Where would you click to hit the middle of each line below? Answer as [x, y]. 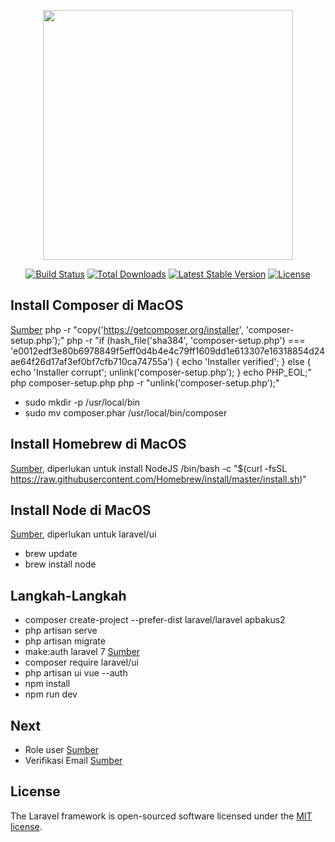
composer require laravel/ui [81, 662]
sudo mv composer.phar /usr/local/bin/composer [126, 412]
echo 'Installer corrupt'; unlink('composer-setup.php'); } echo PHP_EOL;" [161, 372]
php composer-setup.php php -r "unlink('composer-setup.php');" [145, 382]
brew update [51, 554]
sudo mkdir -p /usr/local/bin [82, 402]
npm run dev [51, 694]
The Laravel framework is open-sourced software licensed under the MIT [161, 816]
